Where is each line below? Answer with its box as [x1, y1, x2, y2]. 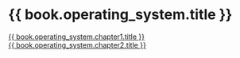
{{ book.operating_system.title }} [8, 6, 233, 24]
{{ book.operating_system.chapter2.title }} [8, 40, 147, 49]
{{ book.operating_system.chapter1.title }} [8, 32, 145, 41]
